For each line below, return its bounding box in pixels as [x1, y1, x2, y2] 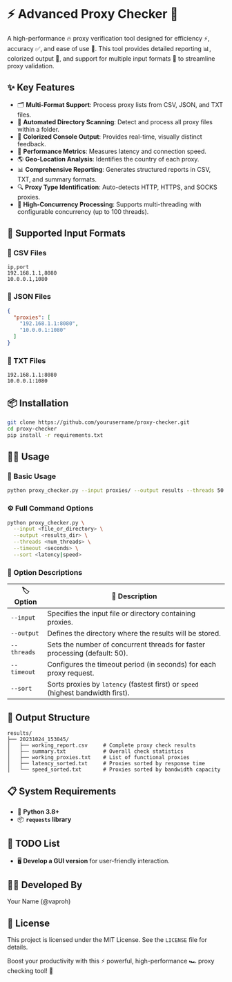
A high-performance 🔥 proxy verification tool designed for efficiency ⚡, [7, 34, 210, 42]
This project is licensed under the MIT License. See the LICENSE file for [7, 936, 207, 944]
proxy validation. [7, 61, 55, 70]
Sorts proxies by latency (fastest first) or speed [47, 680, 199, 689]
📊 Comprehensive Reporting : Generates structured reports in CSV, [17, 165, 211, 173]
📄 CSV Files [7, 248, 47, 258]
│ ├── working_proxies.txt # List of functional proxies [7, 754, 190, 760]
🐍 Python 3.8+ [17, 807, 60, 816]
